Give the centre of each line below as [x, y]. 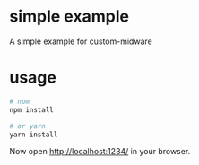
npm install [31, 109]
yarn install [34, 135]
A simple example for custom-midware [81, 41]
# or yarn [28, 126]
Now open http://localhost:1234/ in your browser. [100, 152]
